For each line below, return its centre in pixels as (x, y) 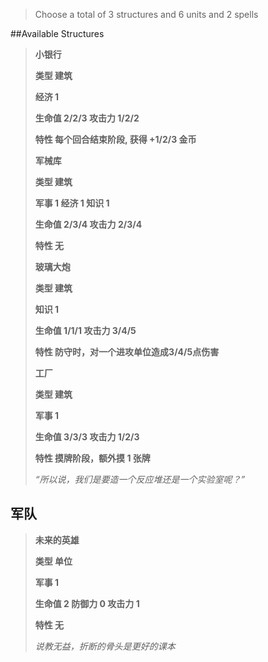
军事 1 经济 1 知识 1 (72, 203)
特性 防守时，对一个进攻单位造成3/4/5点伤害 (127, 352)
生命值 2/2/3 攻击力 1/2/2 (87, 118)
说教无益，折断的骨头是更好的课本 (105, 646)
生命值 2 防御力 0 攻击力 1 (87, 603)
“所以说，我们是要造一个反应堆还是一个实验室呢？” (140, 479)
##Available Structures (57, 33)
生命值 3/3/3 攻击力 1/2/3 (87, 437)
